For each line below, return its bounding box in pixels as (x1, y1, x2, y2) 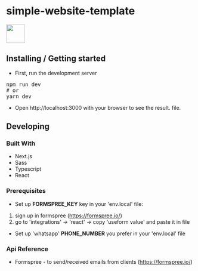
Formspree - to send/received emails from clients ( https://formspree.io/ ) (14, 258, 193, 266)
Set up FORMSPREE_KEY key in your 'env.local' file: (14, 200, 143, 207)
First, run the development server (14, 69, 97, 76)
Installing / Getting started (6, 54, 106, 64)
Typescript (14, 165, 42, 173)
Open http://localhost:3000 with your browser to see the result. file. (14, 104, 181, 111)
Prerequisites (6, 187, 46, 195)
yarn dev (6, 93, 32, 100)
